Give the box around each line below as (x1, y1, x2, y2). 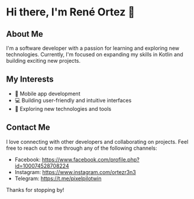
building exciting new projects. (6, 57, 81, 64)
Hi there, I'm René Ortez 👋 (6, 5, 135, 19)
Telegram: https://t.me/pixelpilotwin (14, 175, 102, 182)
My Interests (6, 74, 54, 85)
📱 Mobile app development (14, 90, 81, 97)
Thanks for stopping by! (6, 186, 64, 193)
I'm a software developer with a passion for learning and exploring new (6, 44, 180, 52)
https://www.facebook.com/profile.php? (41, 156, 140, 163)
